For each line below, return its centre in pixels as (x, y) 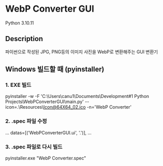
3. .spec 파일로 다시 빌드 (34, 147)
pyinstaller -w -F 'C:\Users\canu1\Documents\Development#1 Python (77, 96)
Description (24, 39)
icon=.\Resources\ (25, 107)
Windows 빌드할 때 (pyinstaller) (55, 69)
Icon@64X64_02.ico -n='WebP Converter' (87, 107)
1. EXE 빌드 (18, 85)
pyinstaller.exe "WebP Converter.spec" (46, 158)
